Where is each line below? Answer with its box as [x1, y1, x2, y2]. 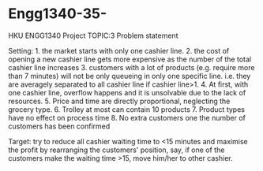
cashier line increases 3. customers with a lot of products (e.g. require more [8, 62, 255, 72]
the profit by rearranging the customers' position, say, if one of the [8, 145, 225, 154]
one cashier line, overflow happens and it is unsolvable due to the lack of [8, 87, 246, 97]
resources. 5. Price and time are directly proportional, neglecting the [8, 96, 231, 106]
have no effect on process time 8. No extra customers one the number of [8, 113, 246, 122]
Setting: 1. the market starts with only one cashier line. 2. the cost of [8, 46, 230, 55]
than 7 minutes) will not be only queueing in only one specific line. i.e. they [8, 71, 251, 80]
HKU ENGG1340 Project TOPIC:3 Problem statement [8, 31, 178, 40]
